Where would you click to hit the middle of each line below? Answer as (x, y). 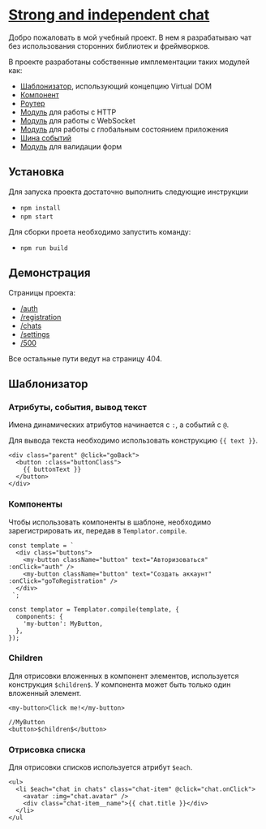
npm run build (44, 248)
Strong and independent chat (109, 15)
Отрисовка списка (47, 749)
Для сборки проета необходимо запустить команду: (100, 231)
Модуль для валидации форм (71, 146)
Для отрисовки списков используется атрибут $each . (101, 767)
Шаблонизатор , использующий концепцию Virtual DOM (116, 86)
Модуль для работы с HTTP (68, 112)
